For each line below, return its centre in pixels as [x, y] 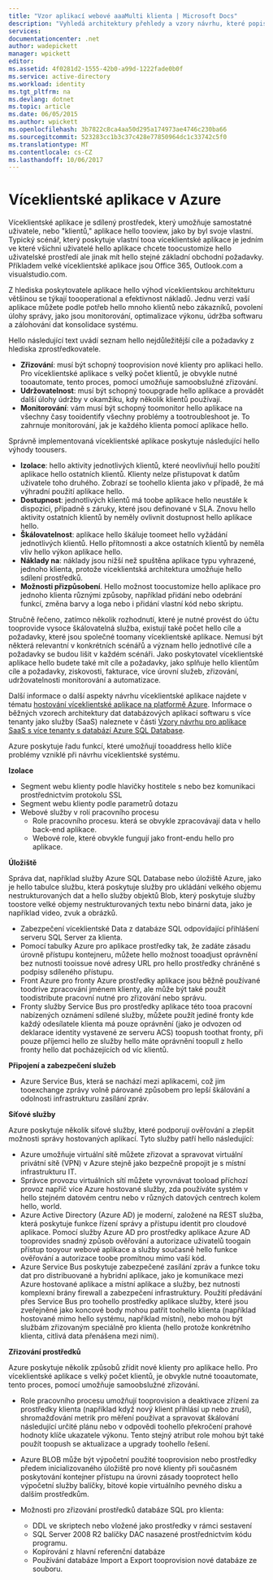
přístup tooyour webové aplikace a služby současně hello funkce [129, 1250]
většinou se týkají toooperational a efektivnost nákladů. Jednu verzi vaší [129, 299]
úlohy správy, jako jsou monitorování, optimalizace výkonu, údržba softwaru [136, 316]
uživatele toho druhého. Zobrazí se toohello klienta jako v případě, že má [142, 483]
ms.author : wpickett [43, 122]
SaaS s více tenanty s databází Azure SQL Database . [97, 731]
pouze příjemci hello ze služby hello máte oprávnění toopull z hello [132, 1041]
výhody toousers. [38, 450]
